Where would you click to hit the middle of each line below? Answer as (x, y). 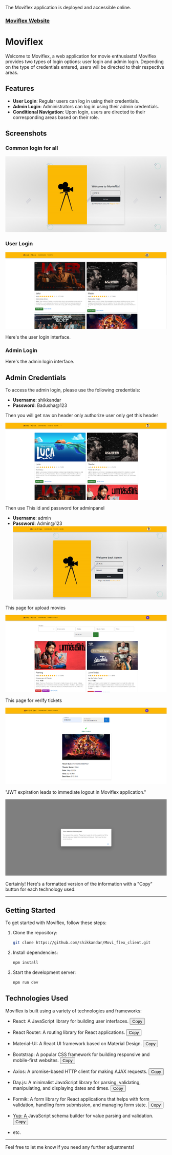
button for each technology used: (40, 889)
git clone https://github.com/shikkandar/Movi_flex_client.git (82, 943)
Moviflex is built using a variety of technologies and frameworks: (73, 1011)
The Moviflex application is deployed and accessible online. (68, 7)
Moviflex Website (28, 21)
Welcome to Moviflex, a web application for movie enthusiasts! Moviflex (81, 56)
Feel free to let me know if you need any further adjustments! (70, 1147)
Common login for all (32, 148)
